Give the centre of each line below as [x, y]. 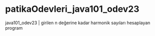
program [14, 28]
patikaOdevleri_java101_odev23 [72, 9]
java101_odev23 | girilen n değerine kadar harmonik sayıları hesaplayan [78, 23]
